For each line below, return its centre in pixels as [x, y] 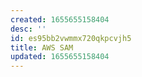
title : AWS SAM [42, 47]
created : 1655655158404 [60, 19]
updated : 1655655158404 [60, 57]
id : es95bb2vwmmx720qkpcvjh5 [71, 38]
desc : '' [28, 29]
